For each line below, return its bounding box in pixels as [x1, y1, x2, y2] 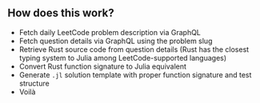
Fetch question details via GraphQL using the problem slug [18, 36, 213, 46]
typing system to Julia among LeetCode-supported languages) [18, 53, 227, 62]
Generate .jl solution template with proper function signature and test [18, 69, 252, 79]
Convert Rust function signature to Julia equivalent [18, 61, 187, 71]
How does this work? [7, 6, 114, 20]
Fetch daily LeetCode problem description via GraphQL [18, 27, 202, 37]
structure [18, 78, 50, 88]
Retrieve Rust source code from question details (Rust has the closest [18, 44, 250, 54]
